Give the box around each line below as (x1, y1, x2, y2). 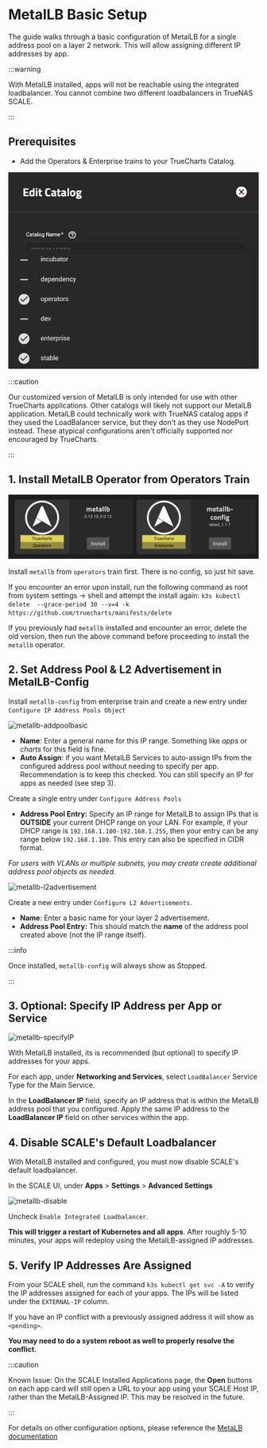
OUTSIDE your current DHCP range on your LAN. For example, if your (19, 818, 248, 827)
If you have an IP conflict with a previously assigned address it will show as (8, 1312, 254, 1322)
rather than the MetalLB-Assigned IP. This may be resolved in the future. (8, 1392, 245, 1402)
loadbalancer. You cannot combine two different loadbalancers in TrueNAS (8, 88, 253, 97)
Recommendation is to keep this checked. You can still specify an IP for (19, 770, 254, 779)
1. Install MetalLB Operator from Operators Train (8, 473, 250, 486)
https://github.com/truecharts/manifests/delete (8, 609, 172, 617)
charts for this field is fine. (19, 744, 106, 754)
